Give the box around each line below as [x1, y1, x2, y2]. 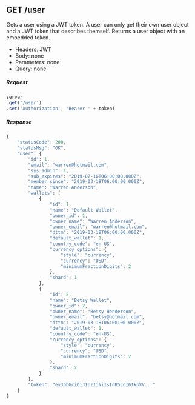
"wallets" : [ [28, 190, 61, 196]
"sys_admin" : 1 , [28, 167, 69, 173]
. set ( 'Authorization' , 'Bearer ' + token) [6, 105, 115, 112]
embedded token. [6, 33, 50, 41]
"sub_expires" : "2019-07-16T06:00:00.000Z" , [28, 173, 142, 179]
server [6, 94, 23, 100]
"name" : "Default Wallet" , [49, 207, 118, 213]
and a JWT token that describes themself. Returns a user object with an [6, 27, 185, 35]
